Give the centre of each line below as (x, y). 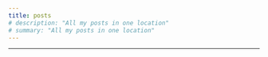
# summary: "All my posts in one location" (82, 30)
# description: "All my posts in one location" (89, 23)
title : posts (30, 15)
